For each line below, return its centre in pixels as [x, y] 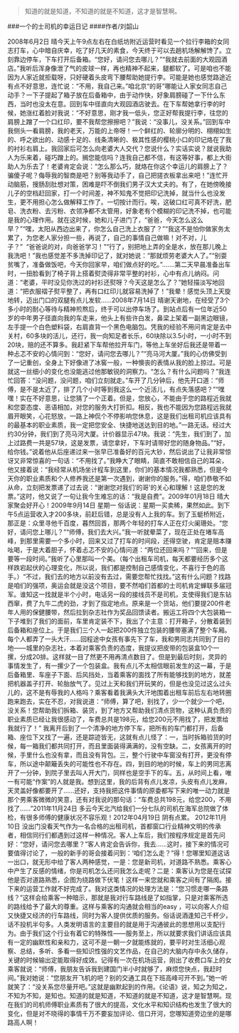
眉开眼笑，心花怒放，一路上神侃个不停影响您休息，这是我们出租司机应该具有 [119, 416]
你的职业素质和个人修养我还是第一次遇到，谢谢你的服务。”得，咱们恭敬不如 [122, 478]
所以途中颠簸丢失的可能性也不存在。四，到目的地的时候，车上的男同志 [122, 764]
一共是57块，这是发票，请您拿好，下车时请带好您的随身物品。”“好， [130, 443]
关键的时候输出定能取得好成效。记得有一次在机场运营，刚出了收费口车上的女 [119, 960]
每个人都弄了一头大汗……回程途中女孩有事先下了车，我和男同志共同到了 [113, 639]
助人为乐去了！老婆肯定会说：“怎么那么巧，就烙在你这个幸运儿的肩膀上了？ [118, 166]
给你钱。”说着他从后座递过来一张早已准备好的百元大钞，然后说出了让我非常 [116, 452]
